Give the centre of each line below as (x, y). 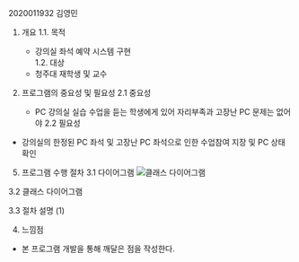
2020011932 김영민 (43, 13)
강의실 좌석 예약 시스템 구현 (83, 51)
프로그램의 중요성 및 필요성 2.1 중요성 (86, 93)
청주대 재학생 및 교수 (71, 74)
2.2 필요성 (63, 123)
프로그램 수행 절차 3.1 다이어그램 (78, 172)
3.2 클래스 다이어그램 (45, 192)
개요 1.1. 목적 (44, 32)
